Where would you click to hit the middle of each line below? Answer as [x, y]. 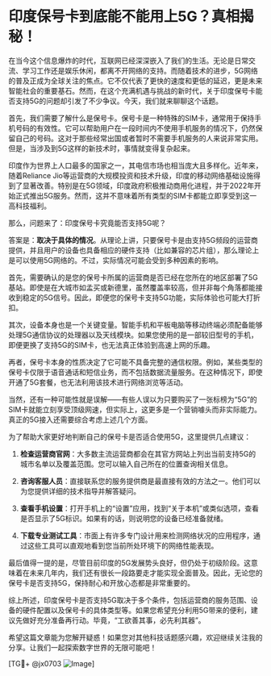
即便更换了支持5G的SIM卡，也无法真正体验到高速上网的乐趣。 [112, 344]
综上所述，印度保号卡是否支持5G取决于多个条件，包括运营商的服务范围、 [130, 600]
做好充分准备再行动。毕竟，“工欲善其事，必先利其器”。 [114, 620]
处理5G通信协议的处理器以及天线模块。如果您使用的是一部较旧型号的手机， [133, 335]
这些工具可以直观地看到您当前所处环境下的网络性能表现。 [123, 545]
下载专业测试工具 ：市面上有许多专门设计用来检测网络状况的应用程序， [137, 535]
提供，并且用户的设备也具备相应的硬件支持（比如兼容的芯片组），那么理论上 [134, 250]
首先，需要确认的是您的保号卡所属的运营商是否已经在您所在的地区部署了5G [133, 277]
